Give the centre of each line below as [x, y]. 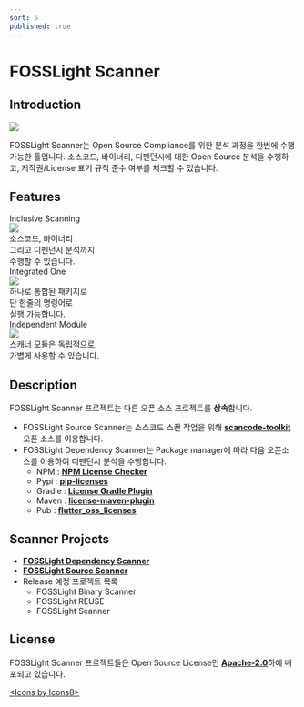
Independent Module [49, 325]
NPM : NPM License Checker [91, 472]
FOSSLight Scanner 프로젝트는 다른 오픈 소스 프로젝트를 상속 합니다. [131, 408]
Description [43, 384]
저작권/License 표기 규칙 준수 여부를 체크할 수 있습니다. [120, 167]
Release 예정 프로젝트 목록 [70, 581]
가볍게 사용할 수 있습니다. [55, 356]
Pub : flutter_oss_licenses [86, 510]
